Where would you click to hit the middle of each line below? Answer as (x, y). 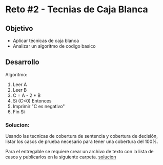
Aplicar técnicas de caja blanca (46, 40)
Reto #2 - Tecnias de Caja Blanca (77, 9)
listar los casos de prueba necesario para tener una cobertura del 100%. (82, 141)
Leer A (20, 84)
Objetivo (19, 28)
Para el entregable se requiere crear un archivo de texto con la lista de (79, 152)
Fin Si (19, 112)
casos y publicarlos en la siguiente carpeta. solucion (61, 157)
